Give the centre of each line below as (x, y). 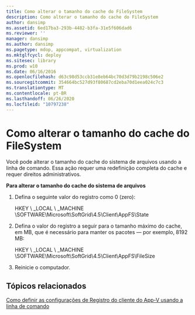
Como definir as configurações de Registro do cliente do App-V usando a (95, 300)
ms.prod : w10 (22, 66)
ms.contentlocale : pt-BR (36, 93)
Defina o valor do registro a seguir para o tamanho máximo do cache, (98, 226)
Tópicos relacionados (46, 286)
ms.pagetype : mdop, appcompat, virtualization (64, 50)
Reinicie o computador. (42, 267)
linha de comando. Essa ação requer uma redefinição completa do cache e (97, 168)
